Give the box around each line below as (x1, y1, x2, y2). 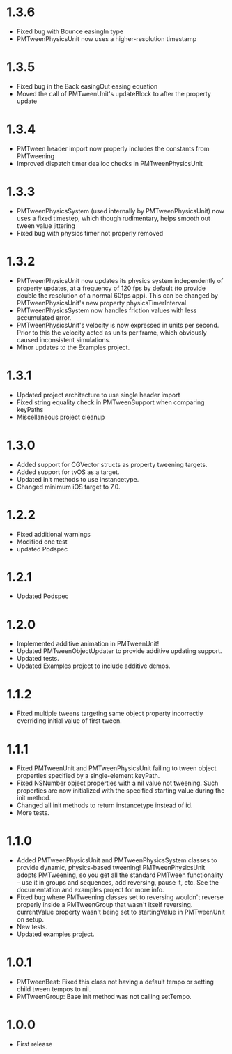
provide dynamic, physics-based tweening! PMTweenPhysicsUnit (16, 864, 206, 872)
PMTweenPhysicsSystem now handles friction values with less (16, 306, 197, 314)
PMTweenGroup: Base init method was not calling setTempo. (16, 993, 192, 1001)
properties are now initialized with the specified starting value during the (16, 786, 225, 795)
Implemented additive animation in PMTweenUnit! (16, 639, 160, 648)
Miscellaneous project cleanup (16, 413, 105, 421)
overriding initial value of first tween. (16, 717, 123, 725)
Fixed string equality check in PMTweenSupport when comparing (16, 398, 205, 406)
